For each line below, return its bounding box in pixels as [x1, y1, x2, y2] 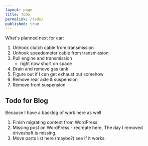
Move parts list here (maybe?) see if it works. [12, 135, 106, 141]
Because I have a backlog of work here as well [5, 109, 101, 115]
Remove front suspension [12, 82, 66, 88]
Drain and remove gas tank [12, 66, 69, 72]
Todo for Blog [5, 96, 49, 105]
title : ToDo [5, 12, 30, 17]
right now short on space [20, 60, 72, 66]
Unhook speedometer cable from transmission [12, 50, 109, 56]
